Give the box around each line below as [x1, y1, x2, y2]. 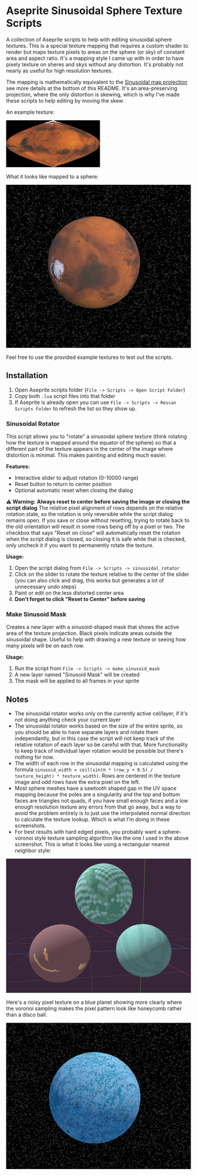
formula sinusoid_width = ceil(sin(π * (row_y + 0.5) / [14, 766, 154, 773]
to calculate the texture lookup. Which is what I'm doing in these [14, 816, 170, 823]
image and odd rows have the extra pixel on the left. [14, 779, 141, 786]
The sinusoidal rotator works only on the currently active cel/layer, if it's [14, 710, 188, 717]
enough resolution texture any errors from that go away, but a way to [14, 803, 181, 810]
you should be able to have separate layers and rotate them [14, 729, 158, 736]
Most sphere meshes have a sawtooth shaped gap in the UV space [14, 785, 177, 792]
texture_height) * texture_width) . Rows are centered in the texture [14, 772, 181, 779]
